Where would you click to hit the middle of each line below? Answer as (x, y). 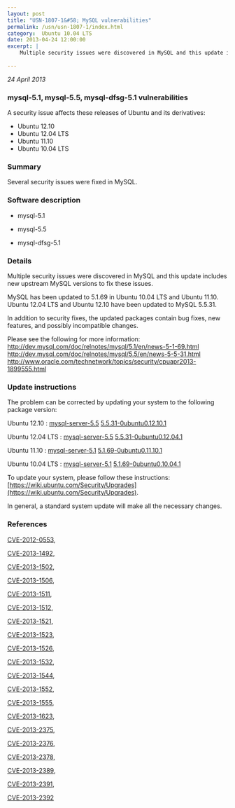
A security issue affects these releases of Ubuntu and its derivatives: (106, 113)
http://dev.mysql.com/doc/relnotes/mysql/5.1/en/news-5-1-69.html (103, 346)
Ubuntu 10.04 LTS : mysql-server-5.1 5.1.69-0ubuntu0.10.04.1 (94, 464)
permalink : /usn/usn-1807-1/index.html (65, 27)
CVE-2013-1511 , (30, 594)
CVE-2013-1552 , (31, 689)
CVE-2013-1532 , (31, 662)
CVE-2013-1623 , (31, 716)
